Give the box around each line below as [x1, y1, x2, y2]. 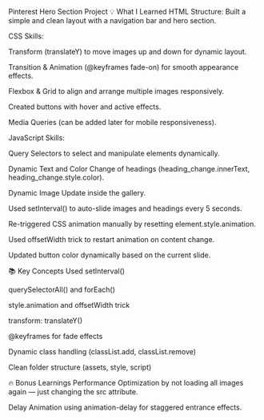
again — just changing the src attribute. [8, 387, 138, 396]
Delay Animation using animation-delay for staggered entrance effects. [8, 402, 242, 412]
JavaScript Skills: [8, 133, 66, 143]
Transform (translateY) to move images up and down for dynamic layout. [8, 47, 247, 56]
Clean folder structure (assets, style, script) [8, 362, 152, 372]
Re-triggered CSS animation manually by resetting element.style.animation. [8, 220, 256, 228]
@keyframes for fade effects [8, 332, 103, 341]
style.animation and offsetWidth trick [8, 301, 130, 309]
